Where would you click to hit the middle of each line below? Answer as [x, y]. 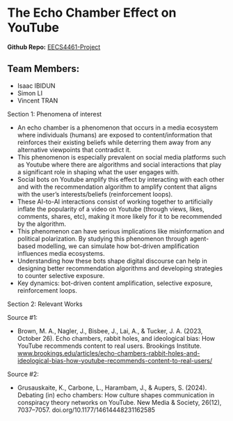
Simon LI [30, 93]
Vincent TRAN [38, 100]
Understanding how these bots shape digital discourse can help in [112, 261]
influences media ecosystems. [61, 253]
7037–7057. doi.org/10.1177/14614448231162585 [86, 410]
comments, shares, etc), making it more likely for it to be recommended [120, 216]
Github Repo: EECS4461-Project [54, 47]
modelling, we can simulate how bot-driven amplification [118, 246]
